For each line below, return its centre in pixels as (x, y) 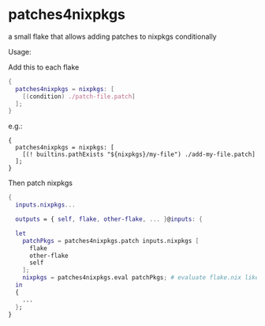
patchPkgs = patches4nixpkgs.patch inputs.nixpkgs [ (111, 241)
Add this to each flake (44, 67)
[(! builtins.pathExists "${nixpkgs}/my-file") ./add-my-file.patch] (139, 155)
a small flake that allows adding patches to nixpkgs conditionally (112, 36)
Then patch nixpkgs (41, 183)
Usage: (20, 51)
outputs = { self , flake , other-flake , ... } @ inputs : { (109, 219)
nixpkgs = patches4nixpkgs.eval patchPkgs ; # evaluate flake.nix (132, 278)
